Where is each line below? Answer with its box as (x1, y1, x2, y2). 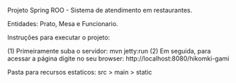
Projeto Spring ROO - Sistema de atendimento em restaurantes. (7, 6, 193, 14)
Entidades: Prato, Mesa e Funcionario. (7, 20, 118, 27)
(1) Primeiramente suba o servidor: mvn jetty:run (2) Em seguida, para (7, 47, 211, 55)
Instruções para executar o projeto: (7, 33, 111, 41)
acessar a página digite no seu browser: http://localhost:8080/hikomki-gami (7, 54, 230, 63)
